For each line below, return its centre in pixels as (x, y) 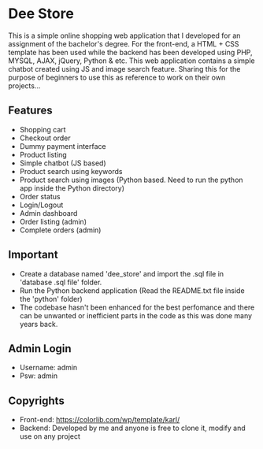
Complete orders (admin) (60, 230)
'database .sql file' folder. (61, 282)
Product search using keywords (71, 171)
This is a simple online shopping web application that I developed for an (124, 35)
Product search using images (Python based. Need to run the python (131, 180)
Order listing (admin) (53, 221)
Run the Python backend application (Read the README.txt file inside (132, 290)
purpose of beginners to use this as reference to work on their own (117, 77)
